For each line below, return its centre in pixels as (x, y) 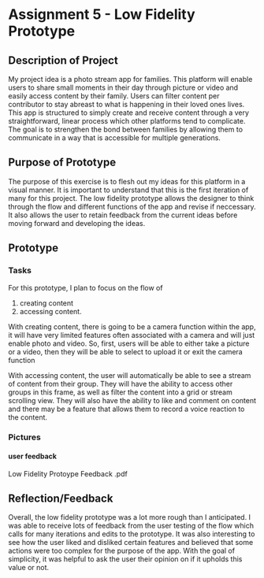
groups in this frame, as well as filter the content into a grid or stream (120, 392)
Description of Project (63, 60)
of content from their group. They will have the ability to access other (121, 383)
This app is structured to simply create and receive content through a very (129, 113)
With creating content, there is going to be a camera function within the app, (132, 326)
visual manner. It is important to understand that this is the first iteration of (128, 190)
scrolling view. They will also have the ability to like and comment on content (132, 400)
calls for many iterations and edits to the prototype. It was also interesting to (132, 534)
